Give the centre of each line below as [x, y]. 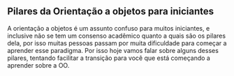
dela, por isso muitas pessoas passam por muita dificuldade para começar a [117, 43]
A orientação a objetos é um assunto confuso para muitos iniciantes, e [109, 28]
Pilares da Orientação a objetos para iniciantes [111, 12]
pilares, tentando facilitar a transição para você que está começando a [109, 58]
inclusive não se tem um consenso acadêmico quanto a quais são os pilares [116, 36]
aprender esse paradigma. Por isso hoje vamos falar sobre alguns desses [113, 50]
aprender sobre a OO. [38, 65]
